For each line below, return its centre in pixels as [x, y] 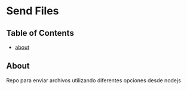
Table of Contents [40, 33]
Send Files [33, 11]
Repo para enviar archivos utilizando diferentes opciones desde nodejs [93, 80]
